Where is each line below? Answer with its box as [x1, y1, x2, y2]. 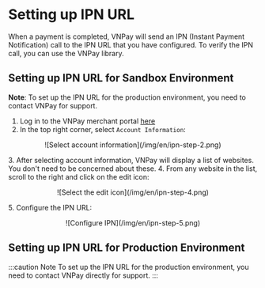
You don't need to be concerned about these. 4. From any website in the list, [8, 164, 258, 173]
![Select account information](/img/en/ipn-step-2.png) [44, 140, 221, 150]
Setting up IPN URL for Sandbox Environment [8, 71, 234, 85]
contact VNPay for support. [8, 100, 97, 110]
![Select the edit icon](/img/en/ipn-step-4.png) [56, 188, 210, 197]
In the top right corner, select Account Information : [19, 124, 186, 134]
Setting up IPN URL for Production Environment [8, 241, 245, 255]
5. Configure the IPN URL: [8, 203, 93, 212]
